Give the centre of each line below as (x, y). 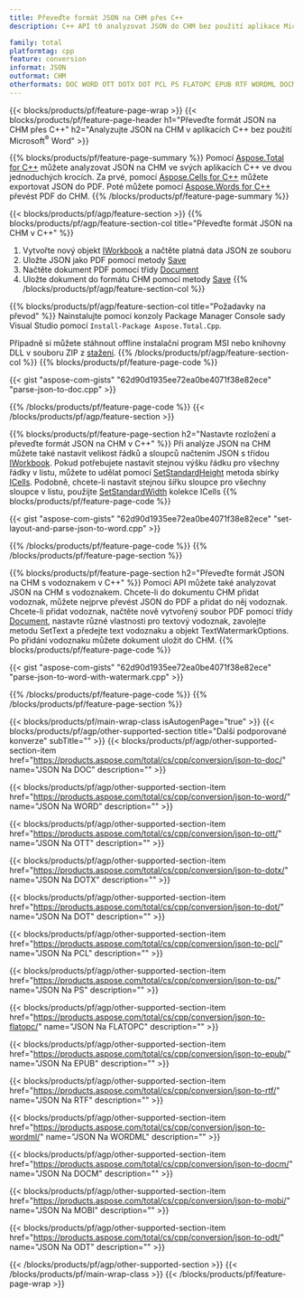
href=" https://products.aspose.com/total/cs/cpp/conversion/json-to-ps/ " (145, 981)
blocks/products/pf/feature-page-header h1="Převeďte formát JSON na (143, 119)
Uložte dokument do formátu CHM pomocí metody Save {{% (135, 279)
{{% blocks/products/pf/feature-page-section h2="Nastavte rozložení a (143, 434)
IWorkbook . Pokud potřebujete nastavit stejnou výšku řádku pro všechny (144, 463)
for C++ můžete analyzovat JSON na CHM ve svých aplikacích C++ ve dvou (151, 167)
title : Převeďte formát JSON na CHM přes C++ (96, 18)
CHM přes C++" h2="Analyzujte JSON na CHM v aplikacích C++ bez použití (151, 129)
